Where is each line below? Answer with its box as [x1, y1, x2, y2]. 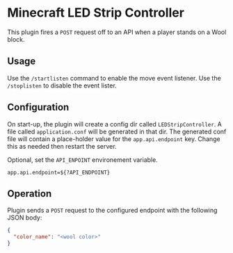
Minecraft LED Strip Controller [7, 5, 184, 21]
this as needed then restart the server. [7, 142, 117, 150]
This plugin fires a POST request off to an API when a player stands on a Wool [7, 28, 227, 36]
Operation [7, 188, 52, 199]
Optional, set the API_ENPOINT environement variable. [7, 155, 158, 164]
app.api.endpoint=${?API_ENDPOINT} [7, 169, 111, 176]
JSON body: [7, 213, 42, 222]
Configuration [7, 101, 70, 113]
